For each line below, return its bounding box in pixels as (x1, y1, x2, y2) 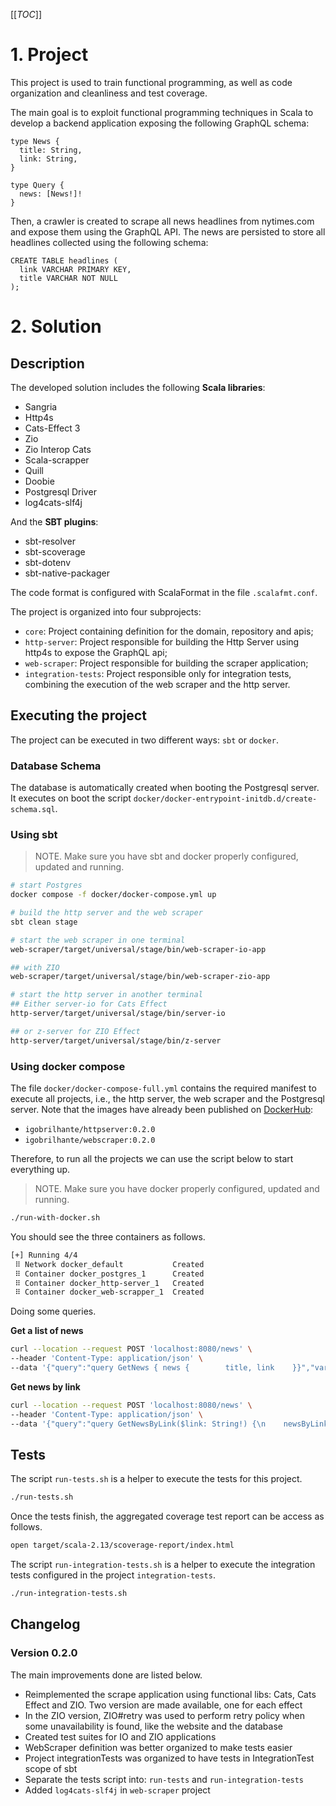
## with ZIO (10, 962, 60, 973)
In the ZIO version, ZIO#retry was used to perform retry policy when (24, 1709, 305, 1721)
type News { (10, 136, 60, 146)
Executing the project (10, 707, 147, 724)
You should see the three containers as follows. (10, 1230, 206, 1243)
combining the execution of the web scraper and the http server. (24, 678, 291, 690)
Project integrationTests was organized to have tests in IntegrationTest (24, 1752, 315, 1764)
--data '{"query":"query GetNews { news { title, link (10, 1363, 275, 1373)
